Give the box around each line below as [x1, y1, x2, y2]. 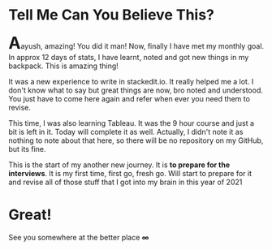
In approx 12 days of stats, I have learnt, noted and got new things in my [8, 52, 249, 62]
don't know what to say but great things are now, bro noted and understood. [8, 85, 264, 95]
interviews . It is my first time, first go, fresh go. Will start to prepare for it [8, 168, 253, 178]
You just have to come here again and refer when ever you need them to [8, 93, 250, 103]
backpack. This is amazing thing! [8, 61, 119, 71]
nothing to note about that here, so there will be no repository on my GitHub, [8, 136, 264, 145]
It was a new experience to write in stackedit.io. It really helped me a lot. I [8, 76, 254, 86]
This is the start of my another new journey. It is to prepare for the [8, 160, 231, 170]
